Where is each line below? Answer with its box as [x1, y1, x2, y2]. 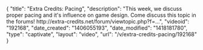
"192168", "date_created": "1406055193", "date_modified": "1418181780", [6, 24, 188, 31]
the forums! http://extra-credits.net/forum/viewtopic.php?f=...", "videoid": [6, 18, 190, 25]
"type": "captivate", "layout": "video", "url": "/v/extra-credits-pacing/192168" [6, 31, 198, 38]
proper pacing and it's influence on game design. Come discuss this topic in [6, 11, 196, 19]
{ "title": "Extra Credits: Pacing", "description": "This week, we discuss [6, 5, 182, 12]
